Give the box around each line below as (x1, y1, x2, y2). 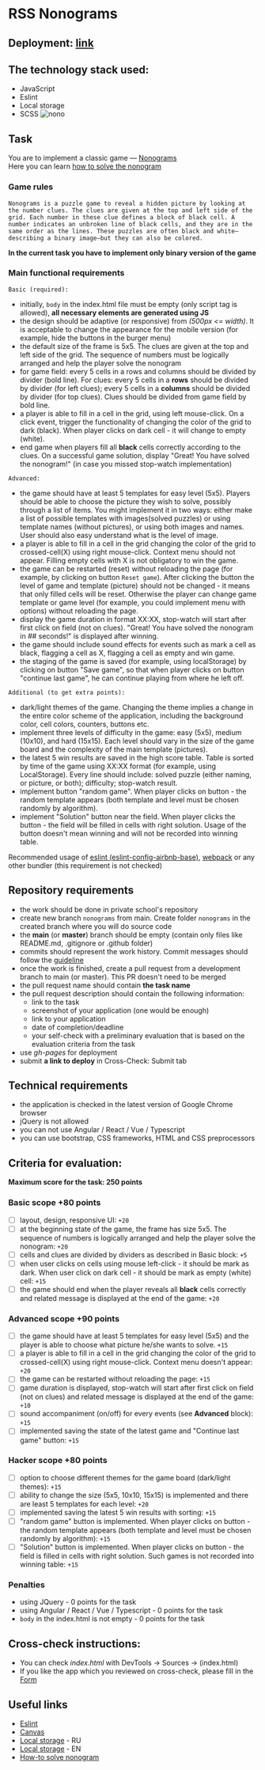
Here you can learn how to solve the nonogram (8, 161, 162, 171)
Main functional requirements (8, 267, 125, 279)
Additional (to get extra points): (8, 688, 126, 696)
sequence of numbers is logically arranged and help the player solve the (19, 1233, 256, 1242)
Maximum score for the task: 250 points (8, 1177, 143, 1187)
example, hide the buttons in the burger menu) (19, 333, 172, 343)
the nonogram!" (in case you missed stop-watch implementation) (19, 459, 232, 468)
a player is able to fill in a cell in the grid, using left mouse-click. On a (19, 408, 244, 418)
